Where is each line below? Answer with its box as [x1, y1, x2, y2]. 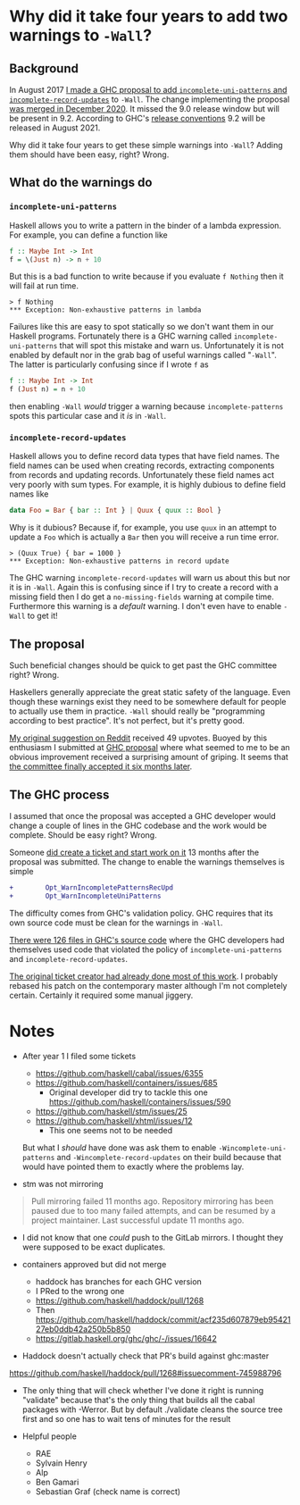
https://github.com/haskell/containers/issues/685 [35, 1077, 218, 1088]
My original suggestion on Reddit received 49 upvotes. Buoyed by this [9, 732, 268, 743]
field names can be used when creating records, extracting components [9, 460, 275, 471]
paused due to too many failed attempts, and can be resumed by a [30, 1205, 276, 1216]
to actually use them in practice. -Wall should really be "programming [9, 706, 265, 716]
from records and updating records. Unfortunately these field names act [9, 470, 275, 481]
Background [9, 61, 79, 76]
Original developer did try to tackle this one [48, 1087, 208, 1098]
